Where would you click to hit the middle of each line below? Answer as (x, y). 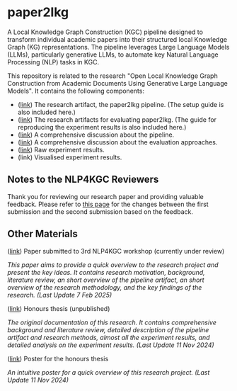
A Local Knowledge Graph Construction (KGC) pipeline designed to (105, 32)
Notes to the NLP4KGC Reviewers (83, 180)
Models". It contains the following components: (76, 91)
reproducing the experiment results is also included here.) (102, 127)
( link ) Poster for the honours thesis (58, 358)
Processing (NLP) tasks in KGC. (53, 62)
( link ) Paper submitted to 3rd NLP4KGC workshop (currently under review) (116, 251)
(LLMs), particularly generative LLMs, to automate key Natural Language (113, 55)
